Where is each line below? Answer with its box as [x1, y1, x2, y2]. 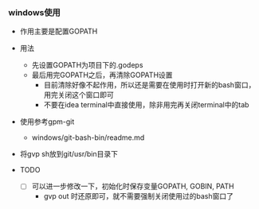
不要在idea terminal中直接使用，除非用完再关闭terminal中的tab [43, 100, 249, 110]
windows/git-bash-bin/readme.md [31, 133, 145, 142]
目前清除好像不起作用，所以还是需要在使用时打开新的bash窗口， [43, 80, 256, 90]
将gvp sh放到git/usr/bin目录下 [19, 149, 118, 159]
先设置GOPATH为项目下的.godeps [31, 60, 143, 70]
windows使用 [8, 6, 61, 17]
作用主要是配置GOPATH [19, 26, 98, 37]
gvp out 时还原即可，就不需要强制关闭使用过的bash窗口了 [43, 192, 233, 201]
